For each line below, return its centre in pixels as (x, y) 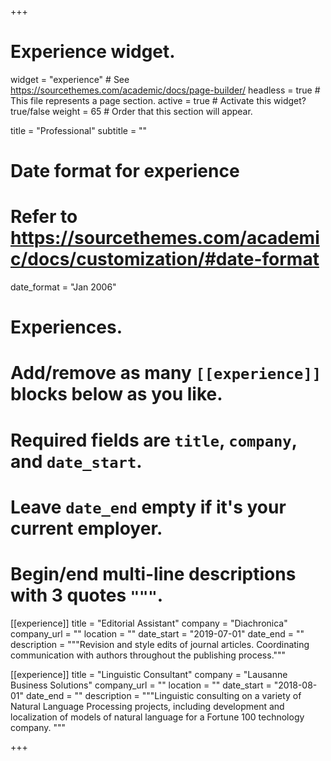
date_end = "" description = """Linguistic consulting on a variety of (163, 695)
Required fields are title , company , (154, 440)
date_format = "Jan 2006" (63, 287)
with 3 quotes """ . (87, 595)
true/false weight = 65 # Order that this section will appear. (131, 111)
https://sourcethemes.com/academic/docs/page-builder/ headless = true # (165, 90)
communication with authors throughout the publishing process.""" (148, 655)
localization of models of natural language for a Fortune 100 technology (157, 717)
